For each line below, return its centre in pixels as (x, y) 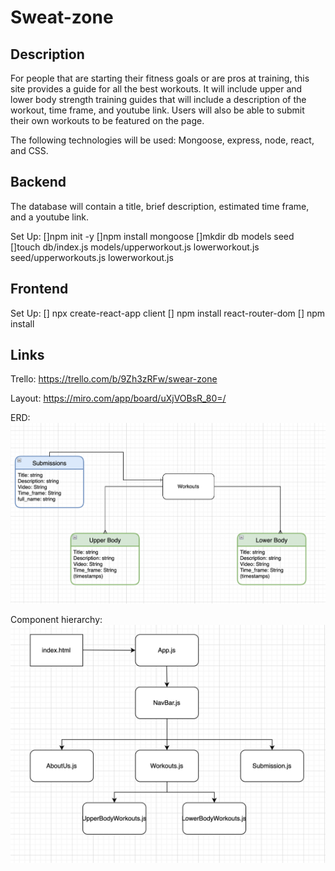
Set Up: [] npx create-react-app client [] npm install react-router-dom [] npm (168, 313)
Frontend (39, 289)
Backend (38, 182)
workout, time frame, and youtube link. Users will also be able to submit (157, 110)
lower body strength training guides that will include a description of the (158, 99)
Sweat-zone (62, 17)
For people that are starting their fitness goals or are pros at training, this (160, 78)
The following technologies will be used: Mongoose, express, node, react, (162, 140)
